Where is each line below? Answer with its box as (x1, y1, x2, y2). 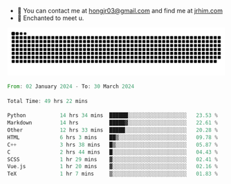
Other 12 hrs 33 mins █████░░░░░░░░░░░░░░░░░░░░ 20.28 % (7, 127, 218, 134)
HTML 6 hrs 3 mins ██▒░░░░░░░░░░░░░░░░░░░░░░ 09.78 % (7, 134, 218, 141)
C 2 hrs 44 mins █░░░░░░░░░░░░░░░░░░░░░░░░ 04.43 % (7, 149, 218, 156)
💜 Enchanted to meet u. (17, 14, 84, 22)
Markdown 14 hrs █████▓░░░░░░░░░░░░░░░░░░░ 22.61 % (7, 120, 218, 127)
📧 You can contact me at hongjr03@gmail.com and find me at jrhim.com (17, 7, 223, 15)
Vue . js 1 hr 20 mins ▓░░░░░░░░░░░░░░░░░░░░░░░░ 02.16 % (7, 163, 218, 170)
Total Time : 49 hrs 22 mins (7, 98, 89, 104)
